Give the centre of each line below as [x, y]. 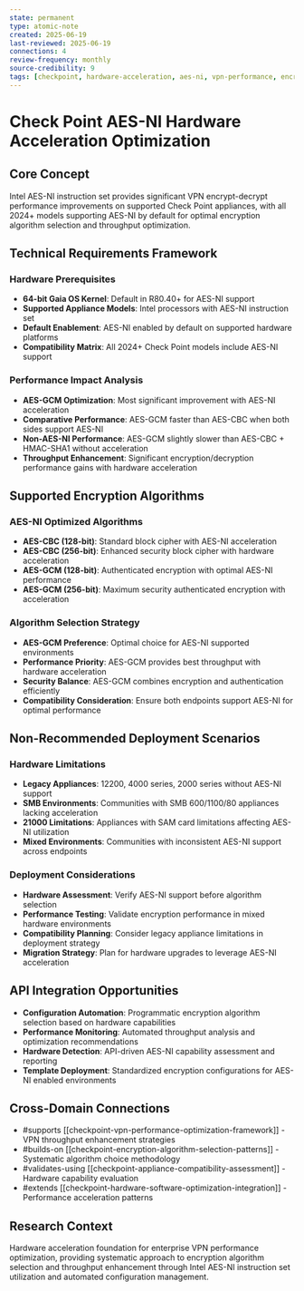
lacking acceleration [60, 813]
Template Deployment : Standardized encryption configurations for [147, 1070]
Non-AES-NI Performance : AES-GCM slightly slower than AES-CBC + [153, 438]
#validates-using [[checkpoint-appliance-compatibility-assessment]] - [154, 1169]
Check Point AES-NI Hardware [125, 121]
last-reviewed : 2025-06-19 [60, 43]
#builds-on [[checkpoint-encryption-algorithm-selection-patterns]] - [151, 1150]
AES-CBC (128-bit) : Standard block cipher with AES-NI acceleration [150, 541]
